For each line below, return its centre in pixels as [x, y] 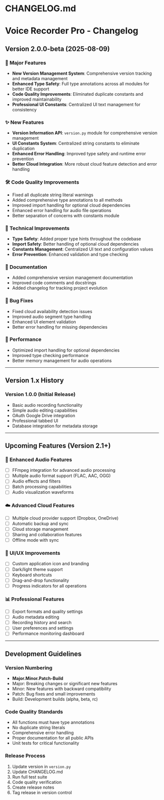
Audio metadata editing [36, 617]
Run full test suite [30, 777]
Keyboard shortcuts [32, 575]
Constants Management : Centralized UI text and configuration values [83, 249]
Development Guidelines [43, 654]
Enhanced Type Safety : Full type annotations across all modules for [81, 84]
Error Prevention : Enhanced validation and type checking [70, 254]
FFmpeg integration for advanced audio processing [64, 470]
